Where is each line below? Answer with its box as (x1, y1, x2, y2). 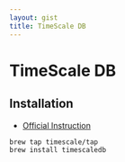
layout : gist (9, 13, 58, 22)
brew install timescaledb (9, 146, 106, 155)
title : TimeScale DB (9, 22, 87, 31)
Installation (9, 96, 74, 112)
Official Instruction (22, 120, 92, 130)
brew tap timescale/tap (9, 137, 99, 147)
